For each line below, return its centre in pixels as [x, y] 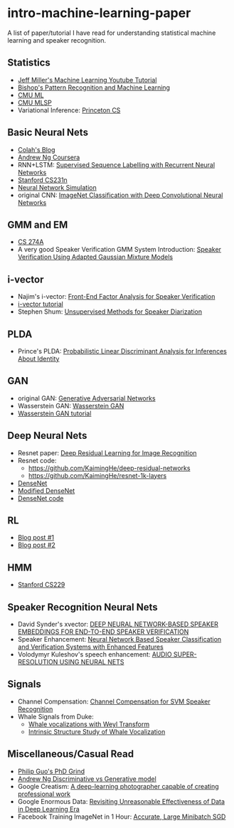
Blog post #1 [36, 538]
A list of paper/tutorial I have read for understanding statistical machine [112, 33]
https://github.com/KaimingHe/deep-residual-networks [109, 468]
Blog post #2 [36, 545]
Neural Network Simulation [57, 187]
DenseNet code [41, 498]
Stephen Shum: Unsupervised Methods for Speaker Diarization [110, 312]
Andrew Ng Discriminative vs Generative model [87, 779]
